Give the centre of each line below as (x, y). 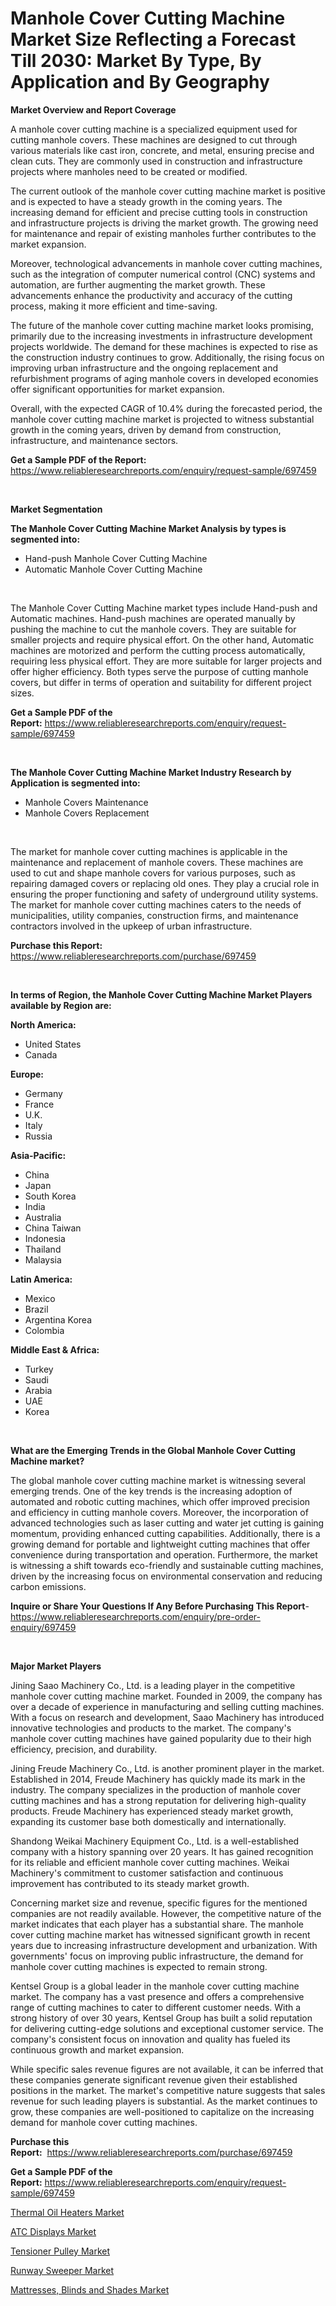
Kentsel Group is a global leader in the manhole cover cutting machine (155, 1986)
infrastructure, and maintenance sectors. (94, 440)
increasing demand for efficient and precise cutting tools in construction (159, 212)
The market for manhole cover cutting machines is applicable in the (149, 851)
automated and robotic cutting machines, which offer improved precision (160, 1501)
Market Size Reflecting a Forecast (153, 39)
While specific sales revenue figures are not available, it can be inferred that (167, 2069)
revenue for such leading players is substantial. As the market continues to (164, 2101)
